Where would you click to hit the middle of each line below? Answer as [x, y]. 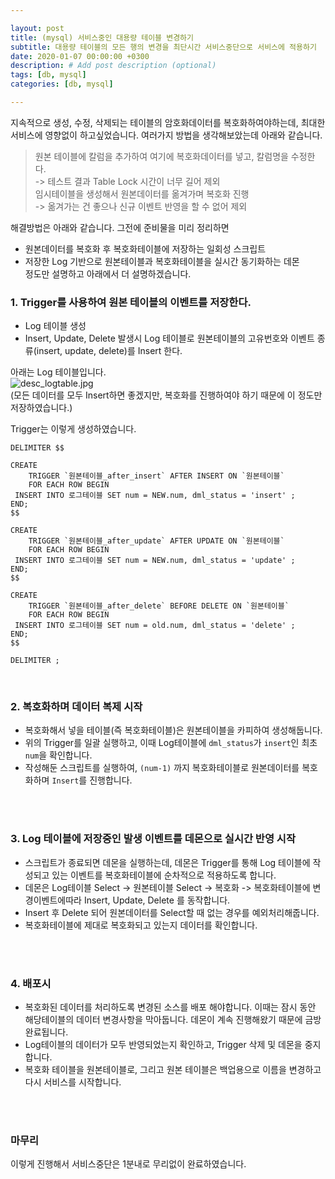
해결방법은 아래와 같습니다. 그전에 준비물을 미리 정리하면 [120, 227]
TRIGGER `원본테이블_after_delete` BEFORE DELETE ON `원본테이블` [159, 606]
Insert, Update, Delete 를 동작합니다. [157, 900]
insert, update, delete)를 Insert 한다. [109, 351]
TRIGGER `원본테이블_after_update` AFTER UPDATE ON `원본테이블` [156, 541]
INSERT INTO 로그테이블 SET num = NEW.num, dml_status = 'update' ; [155, 561]
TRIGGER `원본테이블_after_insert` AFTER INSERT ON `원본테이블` [156, 476]
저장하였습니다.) [41, 408]
